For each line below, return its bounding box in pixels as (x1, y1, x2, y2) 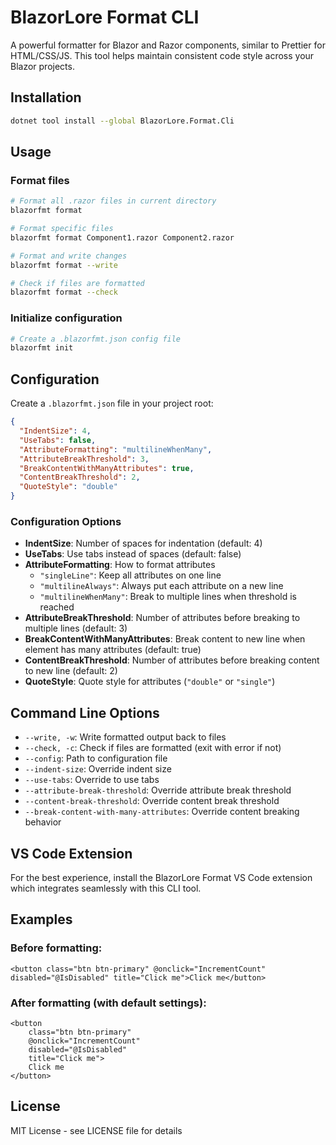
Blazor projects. (10, 60, 75, 72)
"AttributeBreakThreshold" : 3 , (19, 454, 150, 464)
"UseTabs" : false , (19, 435, 97, 445)
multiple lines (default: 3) (24, 622, 128, 635)
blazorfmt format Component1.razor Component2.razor (10, 232, 235, 243)
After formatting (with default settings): (10, 996, 207, 1010)
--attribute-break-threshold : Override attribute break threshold (24, 784, 292, 796)
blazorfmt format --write (10, 260, 118, 270)
